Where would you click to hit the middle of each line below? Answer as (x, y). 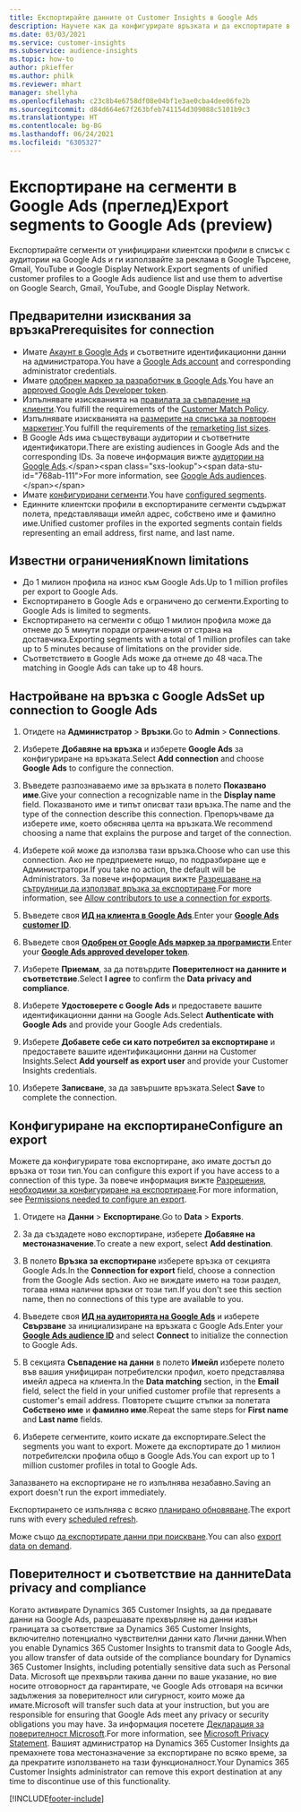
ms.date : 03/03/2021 (48, 34)
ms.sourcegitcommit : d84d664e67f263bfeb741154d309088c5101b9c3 (130, 109)
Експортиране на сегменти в (123, 187)
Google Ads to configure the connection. (98, 768)
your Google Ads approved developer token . (106, 952)
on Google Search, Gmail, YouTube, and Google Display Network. (130, 288)
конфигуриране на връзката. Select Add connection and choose (143, 759)
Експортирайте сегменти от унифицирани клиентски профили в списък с (150, 250)
